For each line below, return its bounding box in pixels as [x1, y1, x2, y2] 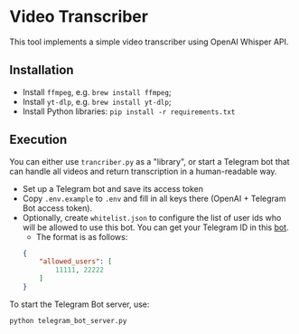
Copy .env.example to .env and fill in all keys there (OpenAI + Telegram [22, 193, 286, 204]
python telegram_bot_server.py [9, 316, 127, 325]
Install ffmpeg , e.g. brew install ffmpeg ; [22, 86, 172, 97]
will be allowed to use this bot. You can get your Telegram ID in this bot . [22, 222, 289, 233]
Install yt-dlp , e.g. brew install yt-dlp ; [22, 96, 172, 107]
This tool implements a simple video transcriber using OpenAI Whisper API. [9, 36, 289, 47]
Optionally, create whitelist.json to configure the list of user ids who [22, 212, 282, 223]
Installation [9, 62, 74, 78]
